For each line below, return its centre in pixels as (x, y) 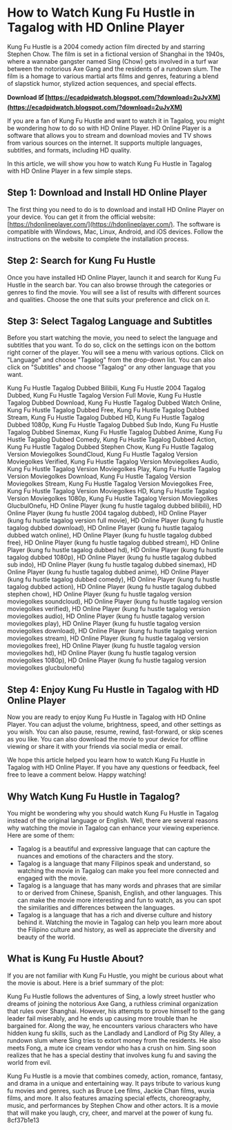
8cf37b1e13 (23, 1120)
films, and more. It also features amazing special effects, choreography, (109, 1098)
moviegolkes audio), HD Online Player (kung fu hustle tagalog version (106, 616)
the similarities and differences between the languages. (96, 908)
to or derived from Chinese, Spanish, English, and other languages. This (119, 893)
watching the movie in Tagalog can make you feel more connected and (118, 871)
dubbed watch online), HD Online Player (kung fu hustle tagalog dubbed (110, 536)
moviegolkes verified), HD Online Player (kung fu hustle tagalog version (109, 609)
